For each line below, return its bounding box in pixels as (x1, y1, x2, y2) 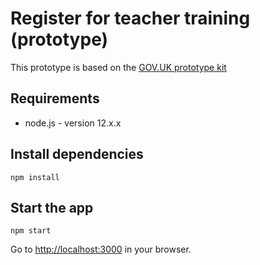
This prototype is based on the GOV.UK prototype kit (10, 61, 227, 73)
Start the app (10, 199, 94, 216)
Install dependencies (10, 146, 144, 163)
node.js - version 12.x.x (24, 117, 122, 129)
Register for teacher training (10, 7, 251, 30)
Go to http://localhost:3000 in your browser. (10, 243, 192, 256)
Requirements (10, 90, 100, 107)
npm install (10, 172, 60, 182)
